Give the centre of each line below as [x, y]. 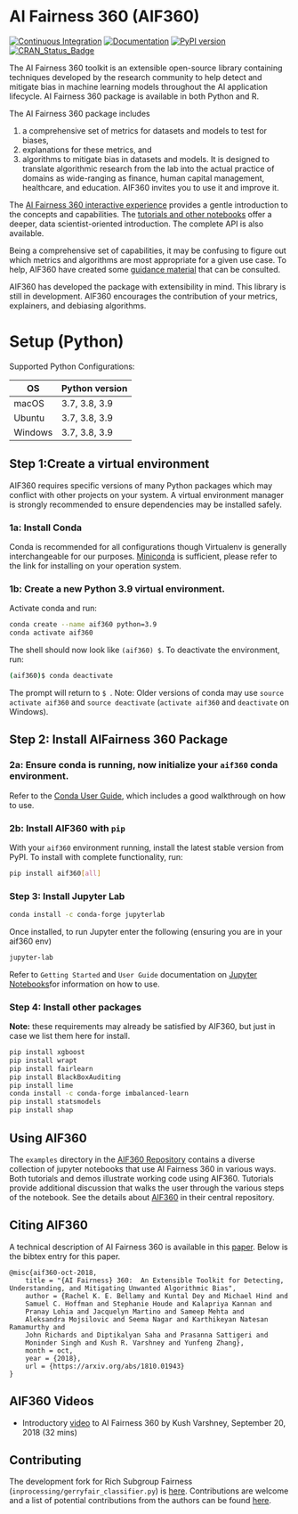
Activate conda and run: [53, 609]
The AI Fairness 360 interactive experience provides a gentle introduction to [149, 205]
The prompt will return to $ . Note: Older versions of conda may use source [147, 692]
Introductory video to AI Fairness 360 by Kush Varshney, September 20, [154, 1422]
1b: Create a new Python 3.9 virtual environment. [117, 588]
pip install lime [41, 1085]
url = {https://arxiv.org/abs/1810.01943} [105, 1366]
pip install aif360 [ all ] [55, 873]
